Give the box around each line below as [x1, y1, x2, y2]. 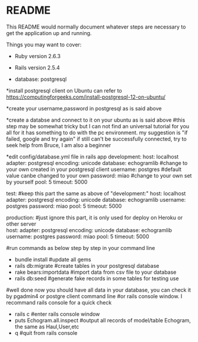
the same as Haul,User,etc [14, 323, 79, 330]
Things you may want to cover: [6, 41, 82, 48]
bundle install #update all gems [14, 256, 91, 263]
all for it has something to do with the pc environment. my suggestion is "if [6, 129, 188, 136]
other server [6, 220, 37, 227]
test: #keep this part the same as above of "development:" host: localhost [6, 189, 186, 197]
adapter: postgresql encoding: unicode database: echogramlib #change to [6, 159, 188, 166]
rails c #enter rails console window [14, 310, 100, 318]
